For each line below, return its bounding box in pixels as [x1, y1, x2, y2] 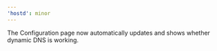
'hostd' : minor [7, 10, 51, 17]
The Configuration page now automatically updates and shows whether [7, 29, 210, 37]
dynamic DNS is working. [7, 35, 79, 44]
